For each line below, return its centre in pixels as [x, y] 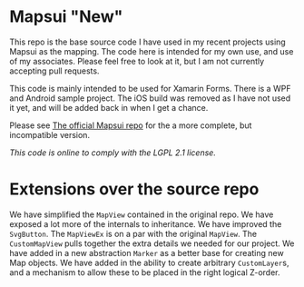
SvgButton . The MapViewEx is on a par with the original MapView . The [133, 233]
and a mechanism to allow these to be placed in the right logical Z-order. [145, 272]
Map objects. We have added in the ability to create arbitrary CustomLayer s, [149, 262]
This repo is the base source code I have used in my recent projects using [147, 42]
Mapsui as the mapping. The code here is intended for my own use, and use [152, 51]
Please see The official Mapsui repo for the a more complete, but [131, 125]
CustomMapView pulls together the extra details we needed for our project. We [152, 243]
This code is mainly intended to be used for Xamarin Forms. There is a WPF [150, 88]
